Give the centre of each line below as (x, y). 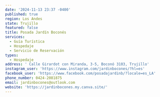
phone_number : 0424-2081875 (34, 78)
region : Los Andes (24, 19)
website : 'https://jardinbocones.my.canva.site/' (57, 87)
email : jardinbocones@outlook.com (40, 82)
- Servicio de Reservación (37, 50)
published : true (21, 14)
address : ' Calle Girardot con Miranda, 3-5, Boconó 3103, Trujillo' (77, 64)
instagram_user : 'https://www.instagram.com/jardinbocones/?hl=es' (75, 69)
